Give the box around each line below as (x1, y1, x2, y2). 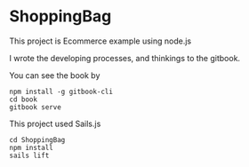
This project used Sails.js (9, 118, 101, 129)
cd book (9, 95, 38, 104)
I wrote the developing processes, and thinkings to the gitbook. (9, 52, 241, 63)
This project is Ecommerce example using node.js (9, 36, 192, 46)
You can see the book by (9, 69, 100, 81)
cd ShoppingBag (9, 135, 66, 144)
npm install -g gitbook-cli (9, 87, 114, 96)
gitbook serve (9, 102, 62, 112)
